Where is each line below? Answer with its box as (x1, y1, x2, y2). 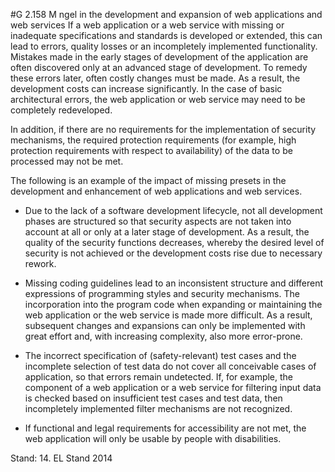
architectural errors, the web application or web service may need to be (10, 94, 306, 105)
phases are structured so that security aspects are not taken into (24, 215, 292, 227)
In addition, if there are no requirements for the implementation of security (10, 124, 317, 135)
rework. (24, 258, 57, 269)
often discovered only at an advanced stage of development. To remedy (10, 62, 308, 73)
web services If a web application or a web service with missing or (10, 19, 285, 31)
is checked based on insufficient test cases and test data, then (24, 392, 283, 404)
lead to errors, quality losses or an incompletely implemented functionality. (10, 40, 318, 52)
